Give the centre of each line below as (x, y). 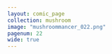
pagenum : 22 (25, 33)
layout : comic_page (36, 14)
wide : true (23, 40)
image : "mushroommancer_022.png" (57, 27)
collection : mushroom (39, 20)
